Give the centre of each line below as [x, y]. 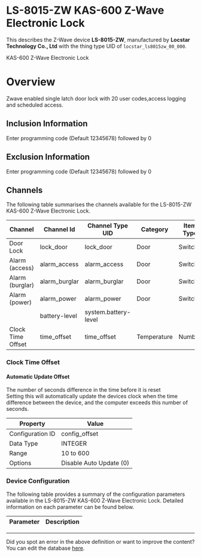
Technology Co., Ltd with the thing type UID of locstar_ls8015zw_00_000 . [96, 46]
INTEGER [74, 444]
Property [32, 424]
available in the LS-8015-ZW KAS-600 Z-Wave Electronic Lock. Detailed [95, 500]
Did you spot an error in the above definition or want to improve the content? [100, 541]
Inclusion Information [47, 124]
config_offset [80, 434]
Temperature [155, 337]
